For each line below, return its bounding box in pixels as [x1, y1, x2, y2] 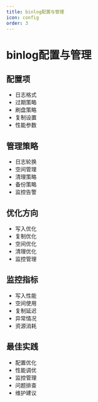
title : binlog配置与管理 [6, 8, 65, 15]
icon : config [6, 15, 39, 21]
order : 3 [6, 20, 28, 26]
